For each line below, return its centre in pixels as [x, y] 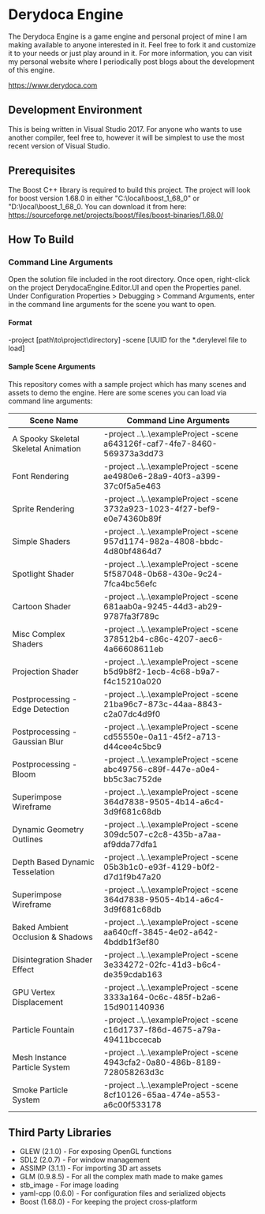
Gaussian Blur [38, 741]
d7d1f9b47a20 [132, 876]
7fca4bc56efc [131, 583]
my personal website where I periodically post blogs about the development [131, 62]
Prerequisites [42, 171]
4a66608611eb [134, 649]
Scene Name [54, 420]
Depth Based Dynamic [53, 862]
